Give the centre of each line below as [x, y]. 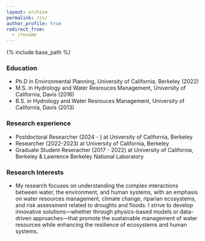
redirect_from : [26, 29]
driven [23, 218]
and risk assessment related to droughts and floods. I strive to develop [104, 205]
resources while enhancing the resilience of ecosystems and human [101, 225]
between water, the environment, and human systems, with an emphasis [106, 192]
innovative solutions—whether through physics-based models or [97, 212]
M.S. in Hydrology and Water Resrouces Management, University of [100, 88]
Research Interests [35, 172]
